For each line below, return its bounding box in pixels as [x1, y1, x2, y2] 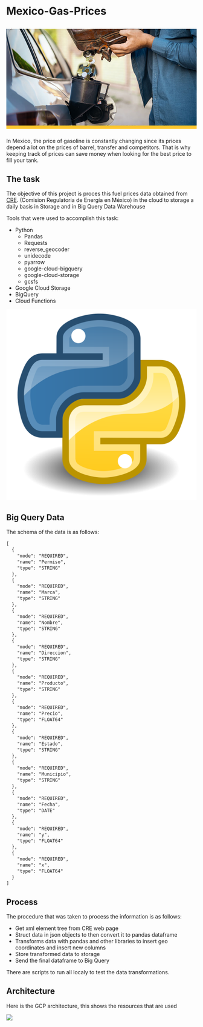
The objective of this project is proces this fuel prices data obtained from [6, 190, 188, 198]
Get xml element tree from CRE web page [14, 925, 119, 932]
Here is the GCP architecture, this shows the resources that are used [6, 1002, 177, 1009]
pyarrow [24, 259, 45, 266]
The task [6, 174, 40, 184]
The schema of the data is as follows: [6, 529, 100, 536]
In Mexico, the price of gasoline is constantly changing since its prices [6, 137, 181, 144]
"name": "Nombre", [17, 620, 63, 626]
